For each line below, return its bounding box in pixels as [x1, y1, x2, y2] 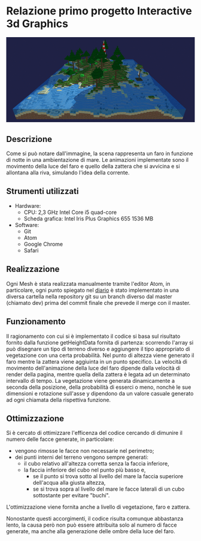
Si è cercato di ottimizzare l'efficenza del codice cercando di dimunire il [6, 430, 182, 437]
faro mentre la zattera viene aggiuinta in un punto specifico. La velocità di [6, 358, 187, 365]
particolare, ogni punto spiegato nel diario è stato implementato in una [6, 286, 179, 294]
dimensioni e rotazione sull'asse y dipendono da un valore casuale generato [6, 389, 194, 397]
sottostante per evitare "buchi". [32, 492, 110, 499]
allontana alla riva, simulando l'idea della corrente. [6, 169, 130, 176]
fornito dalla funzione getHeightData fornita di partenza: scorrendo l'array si [6, 338, 194, 346]
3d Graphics [6, 17, 69, 31]
